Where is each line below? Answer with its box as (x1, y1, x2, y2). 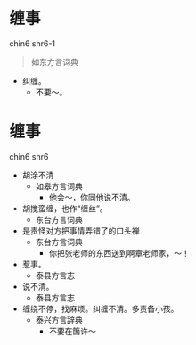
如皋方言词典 (35, 180, 83, 192)
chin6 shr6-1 (9, 37, 56, 49)
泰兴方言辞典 (35, 314, 83, 325)
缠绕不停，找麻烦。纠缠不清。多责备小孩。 (21, 303, 179, 314)
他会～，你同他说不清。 (48, 192, 135, 202)
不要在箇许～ (48, 325, 96, 336)
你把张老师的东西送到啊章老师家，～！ (48, 247, 190, 259)
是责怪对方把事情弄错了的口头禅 (21, 225, 140, 236)
